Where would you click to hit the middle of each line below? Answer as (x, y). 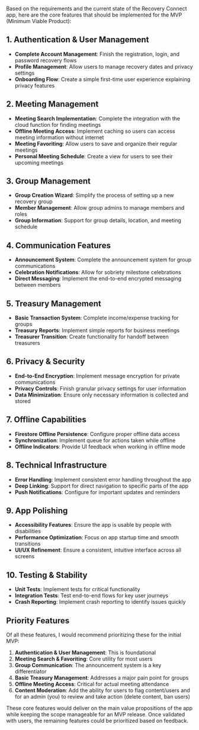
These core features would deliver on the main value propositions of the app (99, 708)
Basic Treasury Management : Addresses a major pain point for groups (102, 677)
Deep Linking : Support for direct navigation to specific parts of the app (101, 486)
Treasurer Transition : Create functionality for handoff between (92, 337)
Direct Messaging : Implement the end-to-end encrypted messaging (98, 278)
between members (38, 285)
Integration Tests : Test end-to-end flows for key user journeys (92, 595)
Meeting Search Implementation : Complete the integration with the (97, 119)
